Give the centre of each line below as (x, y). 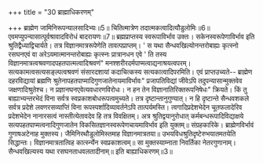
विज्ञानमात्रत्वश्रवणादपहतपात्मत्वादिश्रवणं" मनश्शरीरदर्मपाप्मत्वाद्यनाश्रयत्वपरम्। (100, 63)
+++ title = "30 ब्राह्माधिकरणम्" (51, 12)
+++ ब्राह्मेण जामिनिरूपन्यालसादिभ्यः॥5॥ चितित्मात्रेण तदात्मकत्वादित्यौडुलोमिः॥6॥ (109, 28)
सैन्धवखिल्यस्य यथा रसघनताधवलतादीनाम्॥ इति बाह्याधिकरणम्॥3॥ (91, 151)
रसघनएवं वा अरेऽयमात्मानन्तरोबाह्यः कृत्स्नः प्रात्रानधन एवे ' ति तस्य (88, 54)
